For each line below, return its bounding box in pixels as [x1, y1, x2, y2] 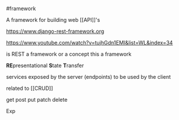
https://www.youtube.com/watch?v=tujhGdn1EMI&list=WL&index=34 [6, 39, 173, 46]
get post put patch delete [6, 96, 68, 103]
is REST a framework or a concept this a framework [6, 51, 132, 58]
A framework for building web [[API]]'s [6, 16, 100, 23]
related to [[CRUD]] [6, 85, 53, 92]
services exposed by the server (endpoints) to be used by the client [6, 74, 171, 80]
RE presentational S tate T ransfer [6, 62, 84, 69]
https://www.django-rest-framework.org [6, 28, 105, 35]
